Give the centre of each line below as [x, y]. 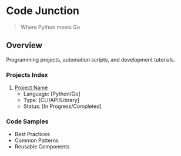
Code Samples [27, 121]
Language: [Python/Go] [52, 94]
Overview [24, 45]
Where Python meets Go [50, 27]
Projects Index [27, 74]
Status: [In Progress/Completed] [62, 106]
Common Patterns [36, 140]
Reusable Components [42, 147]
